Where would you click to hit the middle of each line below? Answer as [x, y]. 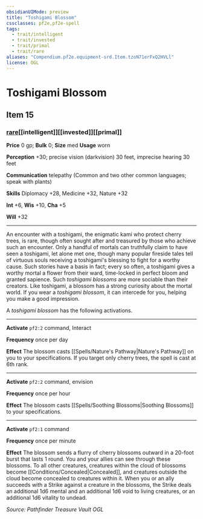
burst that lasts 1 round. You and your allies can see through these [89, 459]
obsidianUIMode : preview [37, 12]
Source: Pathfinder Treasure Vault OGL [55, 509]
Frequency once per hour [38, 393]
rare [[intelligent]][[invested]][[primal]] [64, 132]
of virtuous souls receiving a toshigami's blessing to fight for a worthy [93, 260]
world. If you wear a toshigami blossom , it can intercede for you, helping [96, 292]
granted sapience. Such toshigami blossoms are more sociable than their [97, 280]
